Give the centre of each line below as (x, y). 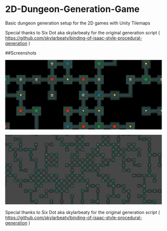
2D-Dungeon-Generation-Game (73, 9)
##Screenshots (21, 53)
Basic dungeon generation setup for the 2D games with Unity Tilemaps (78, 23)
